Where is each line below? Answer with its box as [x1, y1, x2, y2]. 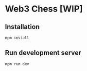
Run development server [5, 49, 82, 57]
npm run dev [5, 61, 29, 66]
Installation [5, 23, 40, 31]
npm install [5, 35, 29, 40]
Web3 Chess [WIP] [5, 3, 83, 14]
